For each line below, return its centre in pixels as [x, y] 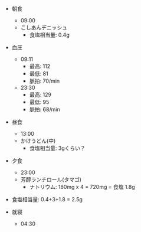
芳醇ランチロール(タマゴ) [51, 179]
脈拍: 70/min [45, 81]
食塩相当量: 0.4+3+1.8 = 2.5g [47, 199]
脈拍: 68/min [45, 109]
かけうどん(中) [38, 141]
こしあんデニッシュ [44, 27]
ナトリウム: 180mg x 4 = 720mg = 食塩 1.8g [82, 187]
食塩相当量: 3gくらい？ [57, 148]
